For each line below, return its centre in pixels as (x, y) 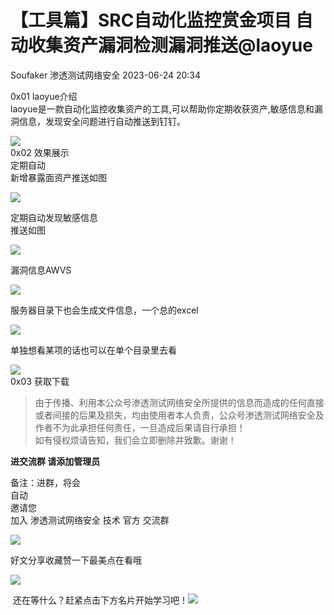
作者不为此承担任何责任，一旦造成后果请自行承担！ (140, 427)
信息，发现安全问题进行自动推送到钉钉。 (102, 121)
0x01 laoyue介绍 (44, 96)
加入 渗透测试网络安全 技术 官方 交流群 (90, 520)
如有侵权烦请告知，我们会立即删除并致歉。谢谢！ (135, 440)
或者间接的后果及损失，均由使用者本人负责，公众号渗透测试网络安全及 (179, 415)
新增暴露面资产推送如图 (58, 177)
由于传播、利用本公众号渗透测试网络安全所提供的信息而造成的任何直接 (179, 402)
